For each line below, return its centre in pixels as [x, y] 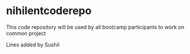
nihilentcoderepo [49, 11]
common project [26, 33]
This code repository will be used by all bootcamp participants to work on [95, 27]
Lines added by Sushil [33, 45]
